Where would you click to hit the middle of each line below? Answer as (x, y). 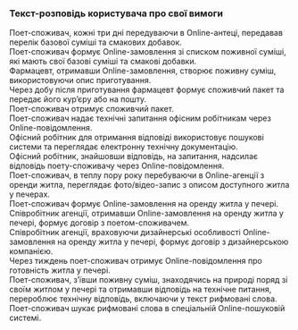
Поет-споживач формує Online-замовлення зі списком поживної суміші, (148, 52)
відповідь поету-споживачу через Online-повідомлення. (117, 166)
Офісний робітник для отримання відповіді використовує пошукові (137, 138)
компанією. (31, 251)
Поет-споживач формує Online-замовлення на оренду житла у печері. (144, 204)
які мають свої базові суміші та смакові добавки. (103, 62)
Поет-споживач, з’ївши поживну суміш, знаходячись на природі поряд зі (149, 280)
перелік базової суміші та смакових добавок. (96, 42)
